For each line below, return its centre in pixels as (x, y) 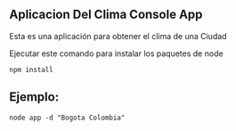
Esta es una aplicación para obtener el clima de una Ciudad (118, 36)
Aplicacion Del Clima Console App (106, 15)
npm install (31, 70)
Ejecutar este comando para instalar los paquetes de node (117, 53)
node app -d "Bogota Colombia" (67, 118)
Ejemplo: (34, 97)
